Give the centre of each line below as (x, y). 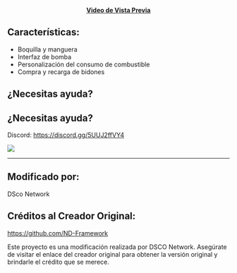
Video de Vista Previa (119, 10)
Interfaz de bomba (44, 56)
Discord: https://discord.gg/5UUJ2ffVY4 (66, 135)
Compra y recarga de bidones (61, 72)
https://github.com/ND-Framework (57, 233)
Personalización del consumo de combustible (84, 64)
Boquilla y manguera (47, 49)
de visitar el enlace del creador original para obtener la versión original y (113, 254)
